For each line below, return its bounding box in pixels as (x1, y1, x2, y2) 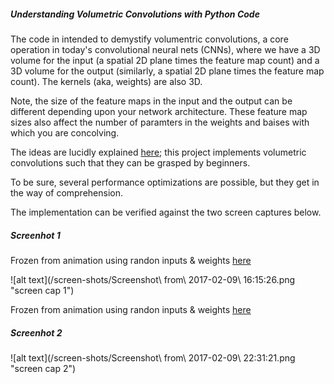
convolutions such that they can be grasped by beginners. (10, 156, 251, 169)
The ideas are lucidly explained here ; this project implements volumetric (10, 146, 307, 158)
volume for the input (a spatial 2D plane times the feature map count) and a (10, 54, 320, 66)
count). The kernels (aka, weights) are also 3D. (10, 75, 203, 87)
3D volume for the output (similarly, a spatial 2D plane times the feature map (10, 65, 325, 77)
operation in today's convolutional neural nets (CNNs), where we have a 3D (10, 43, 321, 55)
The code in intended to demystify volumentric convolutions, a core (10, 33, 289, 45)
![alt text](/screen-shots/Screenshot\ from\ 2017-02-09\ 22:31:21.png (10, 351, 296, 364)
